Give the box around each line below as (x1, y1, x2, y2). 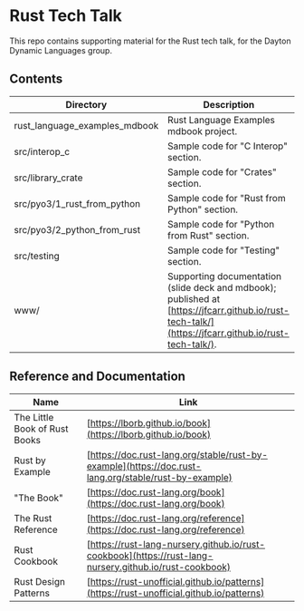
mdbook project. (166, 124, 238, 137)
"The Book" (14, 491, 63, 504)
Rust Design (14, 575, 66, 587)
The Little (14, 411, 54, 423)
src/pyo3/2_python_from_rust (14, 223, 141, 236)
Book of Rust (14, 422, 69, 435)
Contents (9, 72, 63, 87)
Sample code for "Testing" (166, 244, 280, 257)
